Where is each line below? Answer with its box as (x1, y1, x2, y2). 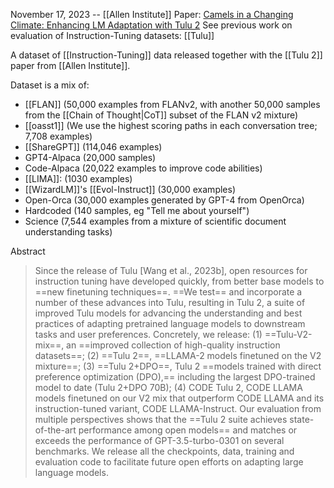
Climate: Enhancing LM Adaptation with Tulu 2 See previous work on (10, 19, 293, 31)
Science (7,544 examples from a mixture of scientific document (24, 215, 287, 227)
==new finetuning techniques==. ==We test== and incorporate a (34, 286, 303, 298)
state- (289, 414, 315, 425)
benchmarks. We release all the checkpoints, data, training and (34, 445, 295, 457)
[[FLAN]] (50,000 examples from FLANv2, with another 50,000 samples (24, 99, 321, 110)
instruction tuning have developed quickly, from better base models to (34, 275, 325, 287)
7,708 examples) (24, 130, 93, 142)
